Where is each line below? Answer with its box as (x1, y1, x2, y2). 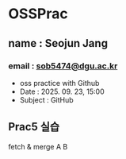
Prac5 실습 (8, 120, 60, 134)
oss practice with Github (19, 78, 100, 87)
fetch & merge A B (8, 142, 68, 151)
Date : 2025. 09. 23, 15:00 (19, 87, 105, 96)
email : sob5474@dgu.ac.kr (8, 60, 118, 72)
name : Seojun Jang (8, 37, 109, 50)
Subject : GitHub (19, 95, 74, 104)
